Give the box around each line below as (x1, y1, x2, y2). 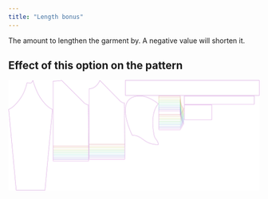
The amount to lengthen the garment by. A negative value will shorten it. (8, 36, 246, 45)
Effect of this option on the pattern (8, 59, 183, 72)
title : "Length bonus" (8, 13, 84, 21)
